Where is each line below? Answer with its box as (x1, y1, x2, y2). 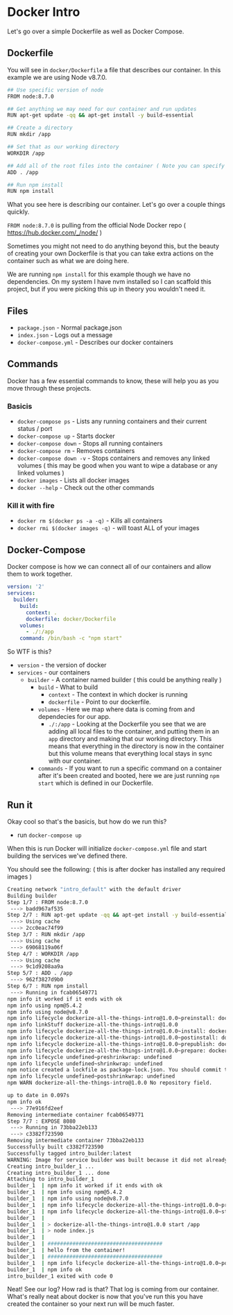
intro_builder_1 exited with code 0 (7, 1273, 113, 1280)
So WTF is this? (7, 647, 52, 656)
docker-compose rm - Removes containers (17, 447, 135, 455)
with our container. (48, 757, 103, 765)
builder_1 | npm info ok (7, 1266, 82, 1273)
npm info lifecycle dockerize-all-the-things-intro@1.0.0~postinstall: (7, 1035, 218, 1042)
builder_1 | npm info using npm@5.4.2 (7, 1189, 123, 1196)
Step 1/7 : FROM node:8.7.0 (7, 899, 89, 906)
